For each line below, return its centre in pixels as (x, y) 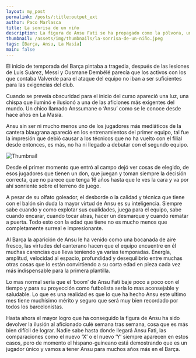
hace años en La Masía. (34, 114)
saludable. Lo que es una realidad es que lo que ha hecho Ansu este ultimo (96, 294)
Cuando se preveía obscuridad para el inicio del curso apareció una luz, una (97, 96)
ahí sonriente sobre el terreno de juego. (53, 186)
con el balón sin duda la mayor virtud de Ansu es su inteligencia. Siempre (94, 203)
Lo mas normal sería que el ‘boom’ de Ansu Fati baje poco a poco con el (93, 281)
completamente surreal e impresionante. (55, 228)
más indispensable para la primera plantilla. (58, 270)
